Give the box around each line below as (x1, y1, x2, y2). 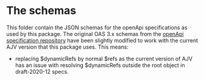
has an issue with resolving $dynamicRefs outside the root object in (15, 62, 186, 69)
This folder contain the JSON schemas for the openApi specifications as (6, 24, 188, 31)
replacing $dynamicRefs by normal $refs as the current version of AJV (15, 55, 193, 62)
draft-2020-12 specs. (15, 68, 69, 75)
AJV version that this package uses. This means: (6, 43, 129, 51)
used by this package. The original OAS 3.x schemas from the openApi (6, 30, 184, 37)
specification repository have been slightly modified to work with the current (6, 37, 199, 44)
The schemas (6, 4, 77, 18)
